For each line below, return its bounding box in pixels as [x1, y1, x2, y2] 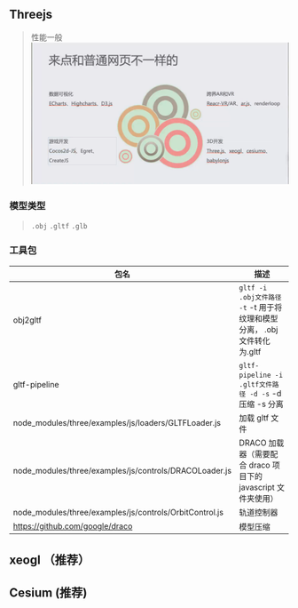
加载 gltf [239, 412, 269, 423]
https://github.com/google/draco [12, 521, 133, 532]
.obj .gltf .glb [30, 222, 88, 231]
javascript [239, 482, 275, 492]
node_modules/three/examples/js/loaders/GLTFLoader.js [12, 418, 222, 428]
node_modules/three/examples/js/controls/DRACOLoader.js [12, 465, 232, 476]
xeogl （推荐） [9, 552, 90, 567]
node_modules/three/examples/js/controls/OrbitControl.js [12, 507, 224, 517]
